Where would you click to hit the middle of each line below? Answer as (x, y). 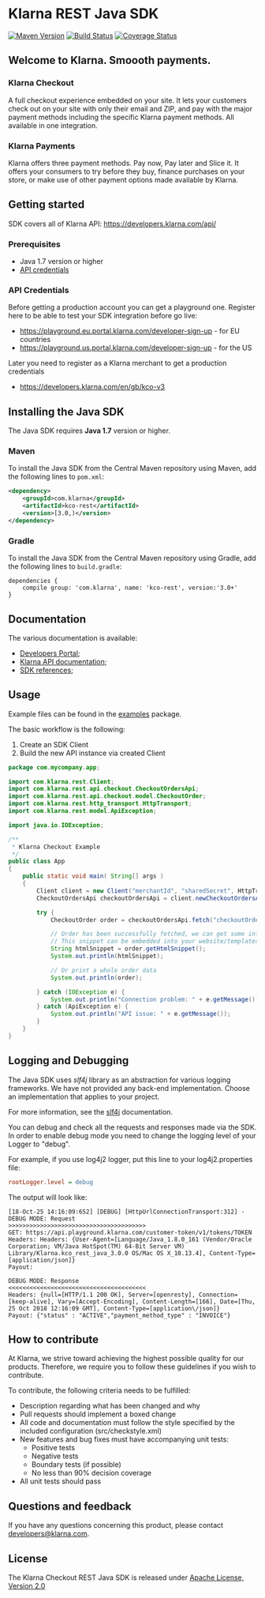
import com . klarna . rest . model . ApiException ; (82, 811)
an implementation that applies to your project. (84, 1096)
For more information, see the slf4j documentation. (91, 1111)
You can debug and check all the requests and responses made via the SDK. (132, 1127)
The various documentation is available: (73, 637)
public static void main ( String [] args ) (93, 876)
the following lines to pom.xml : (56, 477)
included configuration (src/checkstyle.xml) (91, 1431)
